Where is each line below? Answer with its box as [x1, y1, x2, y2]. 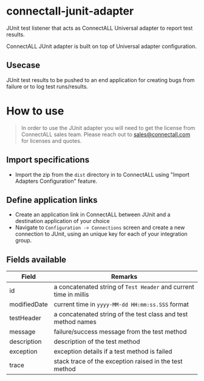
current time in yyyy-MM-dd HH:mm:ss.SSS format [53, 300, 189, 309]
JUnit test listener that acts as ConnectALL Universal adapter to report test [6, 24, 193, 32]
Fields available [6, 254, 67, 265]
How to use [6, 104, 64, 118]
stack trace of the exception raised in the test [53, 357, 183, 366]
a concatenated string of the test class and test [53, 310, 188, 318]
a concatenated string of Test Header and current [53, 283, 194, 291]
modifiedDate [9, 300, 49, 309]
